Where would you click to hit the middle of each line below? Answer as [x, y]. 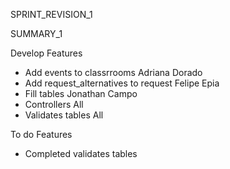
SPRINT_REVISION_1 [51, 14]
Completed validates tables [81, 153]
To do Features [41, 134]
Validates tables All [64, 115]
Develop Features [46, 53]
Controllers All [54, 104]
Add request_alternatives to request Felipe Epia [122, 83]
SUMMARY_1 [36, 33]
